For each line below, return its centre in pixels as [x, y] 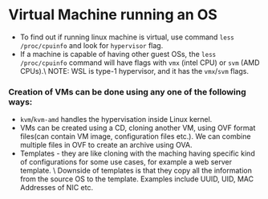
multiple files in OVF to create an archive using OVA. [106, 145]
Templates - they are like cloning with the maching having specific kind [137, 153]
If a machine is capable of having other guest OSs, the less [118, 54]
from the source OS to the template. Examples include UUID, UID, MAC [137, 179]
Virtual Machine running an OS [113, 15]
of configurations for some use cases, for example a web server [126, 162]
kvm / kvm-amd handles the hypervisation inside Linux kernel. [116, 120]
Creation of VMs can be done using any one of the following [127, 91]
